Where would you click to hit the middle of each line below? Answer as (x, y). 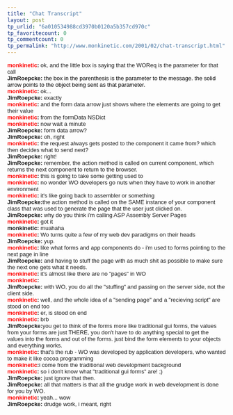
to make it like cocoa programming (50, 359)
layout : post (26, 20)
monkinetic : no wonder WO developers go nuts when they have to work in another (111, 182)
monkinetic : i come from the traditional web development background (94, 365)
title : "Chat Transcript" (45, 14)
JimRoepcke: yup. (31, 241)
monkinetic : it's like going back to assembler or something (81, 195)
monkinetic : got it (30, 222)
